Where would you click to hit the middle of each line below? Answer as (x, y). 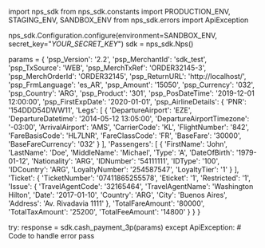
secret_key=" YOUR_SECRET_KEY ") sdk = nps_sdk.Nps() (101, 44)
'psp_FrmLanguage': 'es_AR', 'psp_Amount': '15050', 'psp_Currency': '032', (132, 85)
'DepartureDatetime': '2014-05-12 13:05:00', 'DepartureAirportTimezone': (129, 118)
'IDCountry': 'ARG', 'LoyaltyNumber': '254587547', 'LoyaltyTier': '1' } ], (124, 169)
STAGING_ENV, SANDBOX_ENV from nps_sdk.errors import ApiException (129, 20)
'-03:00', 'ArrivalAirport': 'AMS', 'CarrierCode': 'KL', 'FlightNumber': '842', (129, 127)
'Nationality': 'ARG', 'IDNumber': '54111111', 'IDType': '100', (126, 161)
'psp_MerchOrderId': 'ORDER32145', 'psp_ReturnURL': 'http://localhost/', (127, 76)
